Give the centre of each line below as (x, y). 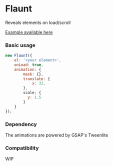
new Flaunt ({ (19, 55)
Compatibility (22, 148)
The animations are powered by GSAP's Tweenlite (57, 135)
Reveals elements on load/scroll (38, 22)
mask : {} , (33, 74)
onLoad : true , (29, 65)
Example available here (29, 32)
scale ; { (32, 93)
